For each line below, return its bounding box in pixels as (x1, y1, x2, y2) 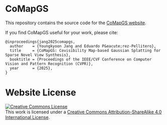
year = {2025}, (10, 66, 53, 71)
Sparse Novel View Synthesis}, (5, 52, 71, 57)
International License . (5, 114, 50, 120)
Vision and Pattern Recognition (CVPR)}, (5, 61, 94, 66)
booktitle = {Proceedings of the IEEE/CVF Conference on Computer (10, 56, 152, 62)
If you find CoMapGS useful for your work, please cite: (5, 29, 118, 35)
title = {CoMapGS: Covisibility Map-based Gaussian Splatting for (10, 48, 161, 53)
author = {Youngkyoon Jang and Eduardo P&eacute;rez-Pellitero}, (10, 43, 156, 48)
